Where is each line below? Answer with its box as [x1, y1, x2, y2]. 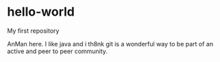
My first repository [7, 27, 60, 35]
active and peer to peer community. [7, 47, 108, 55]
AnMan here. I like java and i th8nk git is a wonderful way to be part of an [7, 40, 214, 48]
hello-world [7, 4, 75, 20]
